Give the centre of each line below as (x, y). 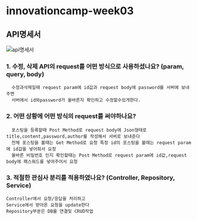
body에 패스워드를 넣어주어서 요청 (42, 161)
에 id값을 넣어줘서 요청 (31, 149)
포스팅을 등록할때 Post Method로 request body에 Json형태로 (79, 130)
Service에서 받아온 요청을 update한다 (48, 205)
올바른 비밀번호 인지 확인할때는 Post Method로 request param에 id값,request (99, 155)
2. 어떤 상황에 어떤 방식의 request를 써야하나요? (71, 116)
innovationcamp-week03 (70, 11)
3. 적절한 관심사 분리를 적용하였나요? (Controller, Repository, (90, 177)
